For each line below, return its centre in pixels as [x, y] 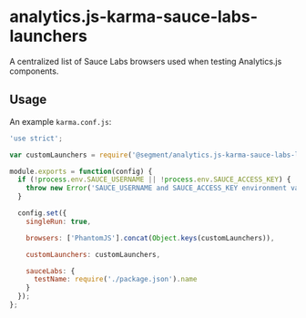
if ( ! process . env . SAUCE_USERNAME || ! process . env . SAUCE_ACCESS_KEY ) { [154, 180]
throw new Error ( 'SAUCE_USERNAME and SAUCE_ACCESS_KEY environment [156, 189]
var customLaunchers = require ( [71, 155]
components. [34, 71]
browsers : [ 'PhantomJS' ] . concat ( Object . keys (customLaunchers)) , [150, 238]
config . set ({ [42, 213]
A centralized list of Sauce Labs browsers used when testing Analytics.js [146, 61]
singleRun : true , [59, 221]
